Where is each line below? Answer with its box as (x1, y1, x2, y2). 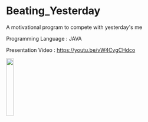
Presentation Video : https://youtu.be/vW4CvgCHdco (6, 46, 136, 54)
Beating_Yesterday (6, 4, 101, 18)
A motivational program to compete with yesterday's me (6, 24, 143, 31)
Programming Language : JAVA (6, 35, 83, 42)
